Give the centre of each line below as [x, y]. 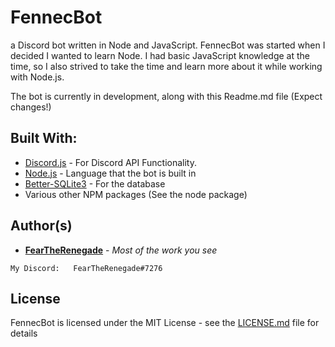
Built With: [44, 138]
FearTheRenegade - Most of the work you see [121, 250]
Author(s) [41, 226]
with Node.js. [37, 77]
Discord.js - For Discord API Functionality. [111, 162]
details [24, 333]
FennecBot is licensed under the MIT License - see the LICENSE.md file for [165, 323]
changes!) [31, 107]
